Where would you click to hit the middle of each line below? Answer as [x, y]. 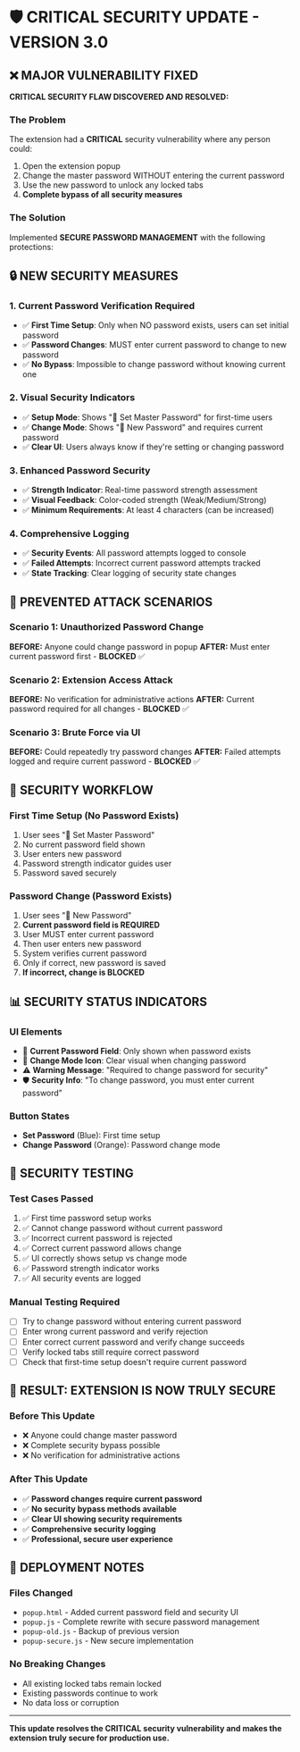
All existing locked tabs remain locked [92, 1683]
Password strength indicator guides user [97, 864]
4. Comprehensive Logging [69, 533]
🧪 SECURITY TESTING [71, 1173]
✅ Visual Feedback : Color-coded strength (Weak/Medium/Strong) [144, 499]
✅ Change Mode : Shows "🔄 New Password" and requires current [142, 427]
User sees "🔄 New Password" [77, 916]
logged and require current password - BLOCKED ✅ [105, 761]
